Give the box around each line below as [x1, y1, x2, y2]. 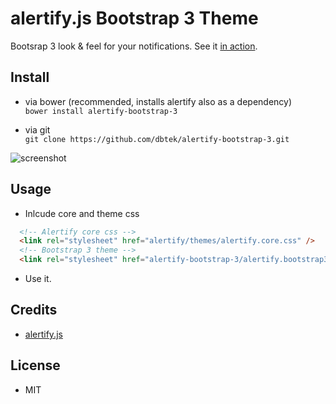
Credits [10, 302, 58, 319]
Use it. [24, 273, 52, 285]
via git [24, 123, 51, 136]
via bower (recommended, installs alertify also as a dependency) [24, 95, 293, 107]
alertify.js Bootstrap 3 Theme [10, 7, 259, 30]
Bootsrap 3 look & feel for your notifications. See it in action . [10, 40, 258, 52]
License [10, 357, 61, 374]
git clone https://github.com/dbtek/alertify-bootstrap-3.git [24, 134, 290, 144]
